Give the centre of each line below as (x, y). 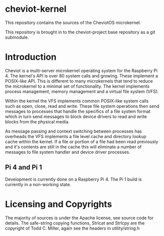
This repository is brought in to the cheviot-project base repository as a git (80, 32)
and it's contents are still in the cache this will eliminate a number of (73, 147)
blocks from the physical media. (37, 121)
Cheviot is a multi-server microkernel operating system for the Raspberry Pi (81, 71)
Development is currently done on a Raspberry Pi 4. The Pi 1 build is (73, 179)
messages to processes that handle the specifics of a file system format (78, 111)
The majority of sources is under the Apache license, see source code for (79, 218)
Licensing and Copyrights (59, 204)
